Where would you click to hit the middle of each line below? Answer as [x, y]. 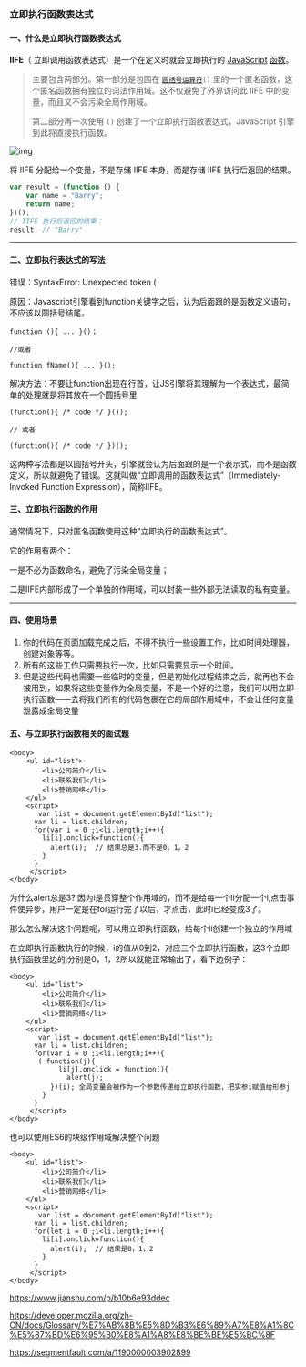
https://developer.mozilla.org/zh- [71, 1316]
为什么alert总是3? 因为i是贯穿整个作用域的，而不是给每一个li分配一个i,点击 [148, 898]
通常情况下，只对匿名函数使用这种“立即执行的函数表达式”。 [121, 531]
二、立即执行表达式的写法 [57, 259]
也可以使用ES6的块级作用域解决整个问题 [85, 1137]
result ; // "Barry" [46, 230]
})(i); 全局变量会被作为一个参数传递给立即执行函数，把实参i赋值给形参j [170, 1087]
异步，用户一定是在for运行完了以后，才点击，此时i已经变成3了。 [146, 909]
